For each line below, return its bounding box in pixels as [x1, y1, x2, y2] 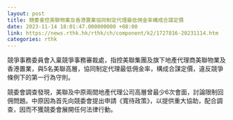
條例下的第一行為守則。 [7, 74, 74, 82]
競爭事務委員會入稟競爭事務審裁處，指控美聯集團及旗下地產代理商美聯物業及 [7, 56, 226, 65]
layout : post [7, 10, 45, 17]
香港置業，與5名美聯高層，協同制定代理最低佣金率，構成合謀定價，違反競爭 [7, 65, 224, 73]
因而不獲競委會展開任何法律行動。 [19, 105, 116, 114]
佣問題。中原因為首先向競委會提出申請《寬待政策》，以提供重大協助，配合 [7, 96, 217, 105]
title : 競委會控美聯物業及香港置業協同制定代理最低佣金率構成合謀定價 [7, 17, 184, 24]
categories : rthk [7, 36, 58, 43]
